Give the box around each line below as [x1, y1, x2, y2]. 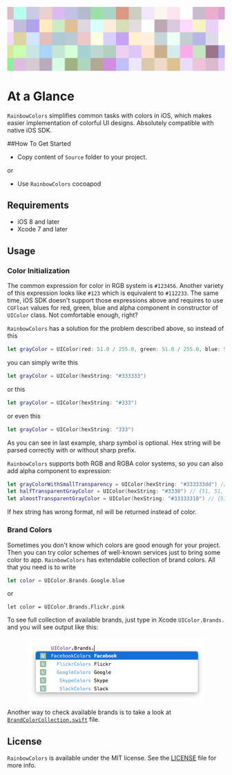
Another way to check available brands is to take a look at [7, 708, 171, 716]
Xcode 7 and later [17, 225, 68, 233]
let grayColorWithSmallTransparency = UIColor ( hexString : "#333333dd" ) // [7, 481, 227, 488]
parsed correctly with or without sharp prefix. [7, 446, 137, 454]
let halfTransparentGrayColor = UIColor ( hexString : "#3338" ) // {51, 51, [7, 488, 224, 495]
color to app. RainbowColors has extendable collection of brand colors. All [7, 555, 215, 564]
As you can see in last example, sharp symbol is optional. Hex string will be [7, 439, 221, 447]
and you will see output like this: [7, 623, 99, 631]
